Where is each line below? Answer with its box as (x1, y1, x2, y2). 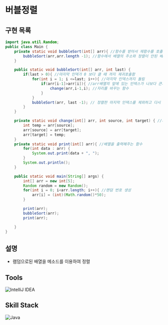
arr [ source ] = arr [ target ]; (23, 127, 81, 133)
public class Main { (5, 44, 48, 49)
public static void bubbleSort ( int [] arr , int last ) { (14, 67, 131, 73)
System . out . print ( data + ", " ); (31, 151, 99, 156)
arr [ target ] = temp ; (23, 132, 66, 137)
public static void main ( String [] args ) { (14, 174, 104, 179)
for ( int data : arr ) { (23, 146, 70, 151)
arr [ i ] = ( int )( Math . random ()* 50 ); (31, 192, 106, 198)
